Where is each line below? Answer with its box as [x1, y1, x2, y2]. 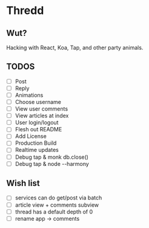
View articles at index [15, 112, 69, 119]
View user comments [15, 105, 68, 112]
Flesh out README [15, 126, 62, 133]
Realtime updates [15, 147, 59, 154]
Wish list [6, 178, 41, 188]
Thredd [6, 4, 44, 18]
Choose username [15, 98, 62, 105]
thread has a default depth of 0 [15, 208, 93, 215]
